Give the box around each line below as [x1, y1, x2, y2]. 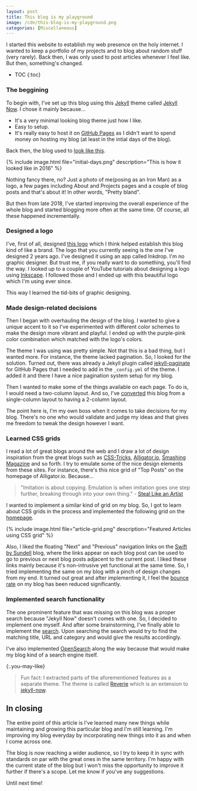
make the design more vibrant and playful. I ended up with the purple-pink [6, 329, 186, 336]
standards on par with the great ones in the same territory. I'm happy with [6, 755, 184, 762]
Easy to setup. [14, 123, 50, 130]
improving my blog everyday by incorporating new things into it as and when [6, 732, 191, 739]
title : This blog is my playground [6, 14, 93, 20]
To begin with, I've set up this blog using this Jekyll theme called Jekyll [6, 99, 178, 106]
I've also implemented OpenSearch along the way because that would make [6, 645, 189, 652]
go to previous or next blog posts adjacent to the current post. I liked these [6, 556, 186, 563]
